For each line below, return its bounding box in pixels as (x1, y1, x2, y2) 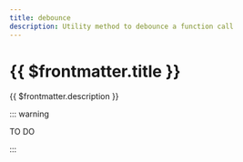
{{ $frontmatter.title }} (9, 61, 181, 82)
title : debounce (9, 13, 71, 23)
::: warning (9, 108, 50, 119)
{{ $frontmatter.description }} (9, 91, 120, 102)
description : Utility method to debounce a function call (9, 22, 234, 31)
